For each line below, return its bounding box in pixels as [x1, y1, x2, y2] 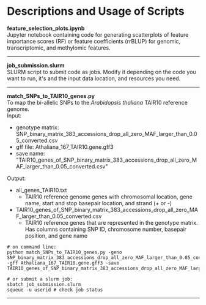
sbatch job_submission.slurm [7, 281, 81, 287]
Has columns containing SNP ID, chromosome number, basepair [24, 225, 187, 233]
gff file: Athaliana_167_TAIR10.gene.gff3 [15, 143, 114, 151]
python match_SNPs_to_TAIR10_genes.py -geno [7, 249, 122, 255]
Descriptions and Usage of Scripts [7, 4, 185, 18]
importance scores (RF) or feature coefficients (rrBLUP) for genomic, [7, 37, 181, 45]
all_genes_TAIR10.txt [15, 186, 67, 194]
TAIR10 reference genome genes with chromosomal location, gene [24, 193, 193, 200]
